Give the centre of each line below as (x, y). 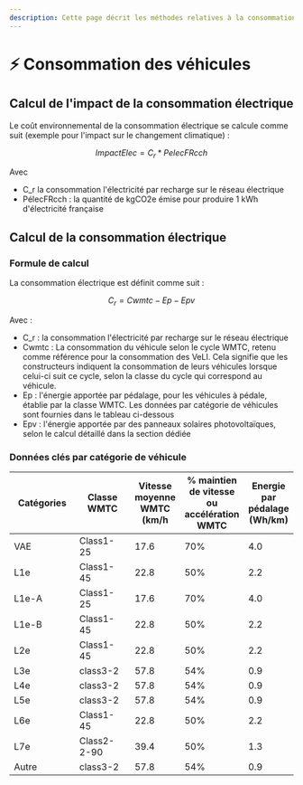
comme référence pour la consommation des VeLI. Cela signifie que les (155, 356)
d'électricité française (63, 209)
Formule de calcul (50, 263)
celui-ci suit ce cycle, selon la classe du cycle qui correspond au (142, 375)
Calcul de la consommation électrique (118, 237)
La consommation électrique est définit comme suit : (107, 283)
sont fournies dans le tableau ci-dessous (98, 414)
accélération (212, 515)
